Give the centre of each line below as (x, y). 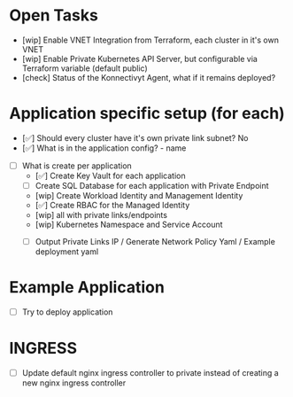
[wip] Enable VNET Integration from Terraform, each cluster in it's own (150, 40)
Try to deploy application (67, 312)
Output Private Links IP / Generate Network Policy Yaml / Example (155, 241)
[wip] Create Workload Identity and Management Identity (139, 195)
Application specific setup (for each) (147, 114)
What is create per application (77, 166)
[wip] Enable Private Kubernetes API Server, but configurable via (140, 58)
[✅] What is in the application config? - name (104, 148)
